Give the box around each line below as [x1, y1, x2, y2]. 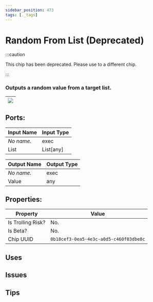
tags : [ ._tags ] [5, 12, 38, 17]
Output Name [8, 161, 42, 168]
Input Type [42, 129, 69, 136]
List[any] [42, 146, 64, 153]
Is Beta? [8, 227, 27, 235]
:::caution [5, 51, 26, 58]
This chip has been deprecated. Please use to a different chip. [5, 61, 137, 67]
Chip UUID [8, 236, 33, 243]
